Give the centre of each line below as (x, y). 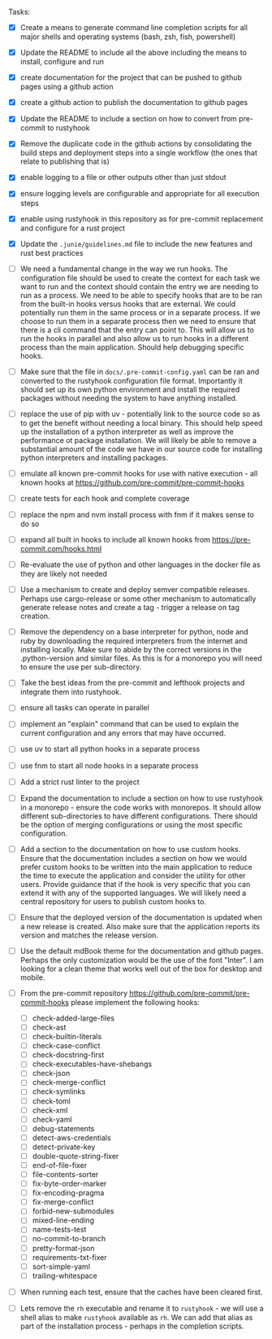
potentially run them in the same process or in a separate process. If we (140, 312)
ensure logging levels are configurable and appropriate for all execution (140, 194)
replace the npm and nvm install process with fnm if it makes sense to (137, 514)
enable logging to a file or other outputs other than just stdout (123, 178)
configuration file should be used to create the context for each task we (140, 278)
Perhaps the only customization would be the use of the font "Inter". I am (142, 959)
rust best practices (52, 252)
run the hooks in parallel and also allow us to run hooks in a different (134, 338)
